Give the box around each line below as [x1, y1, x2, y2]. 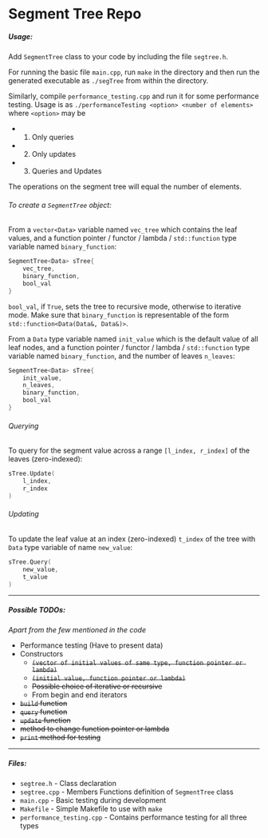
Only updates [31, 150, 77, 159]
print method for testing [19, 732, 101, 742]
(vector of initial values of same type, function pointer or [31, 659, 243, 668]
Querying [8, 421, 39, 430]
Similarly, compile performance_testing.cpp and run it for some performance [8, 91, 259, 101]
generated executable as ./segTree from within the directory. [8, 76, 209, 86]
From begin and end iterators [31, 690, 128, 700]
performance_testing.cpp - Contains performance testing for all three [19, 812, 247, 822]
